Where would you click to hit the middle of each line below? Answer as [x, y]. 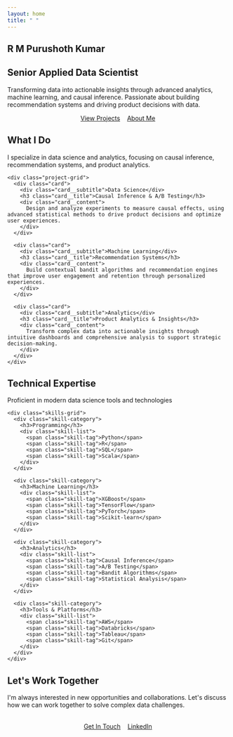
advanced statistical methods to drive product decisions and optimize [114, 214]
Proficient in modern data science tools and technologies [90, 400]
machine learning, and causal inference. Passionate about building [104, 97]
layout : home [26, 14]
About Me [141, 118]
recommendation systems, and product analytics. [79, 164]
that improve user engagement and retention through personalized [106, 276]
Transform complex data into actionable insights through [112, 331]
